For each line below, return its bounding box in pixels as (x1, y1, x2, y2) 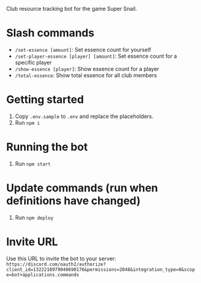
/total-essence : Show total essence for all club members (14, 72, 158, 79)
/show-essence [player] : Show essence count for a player (14, 65, 159, 72)
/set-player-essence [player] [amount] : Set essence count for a (14, 52, 178, 60)
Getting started (6, 93, 84, 107)
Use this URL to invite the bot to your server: (6, 255, 116, 262)
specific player (14, 58, 52, 66)
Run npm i (14, 119, 40, 126)
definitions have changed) (6, 194, 141, 207)
